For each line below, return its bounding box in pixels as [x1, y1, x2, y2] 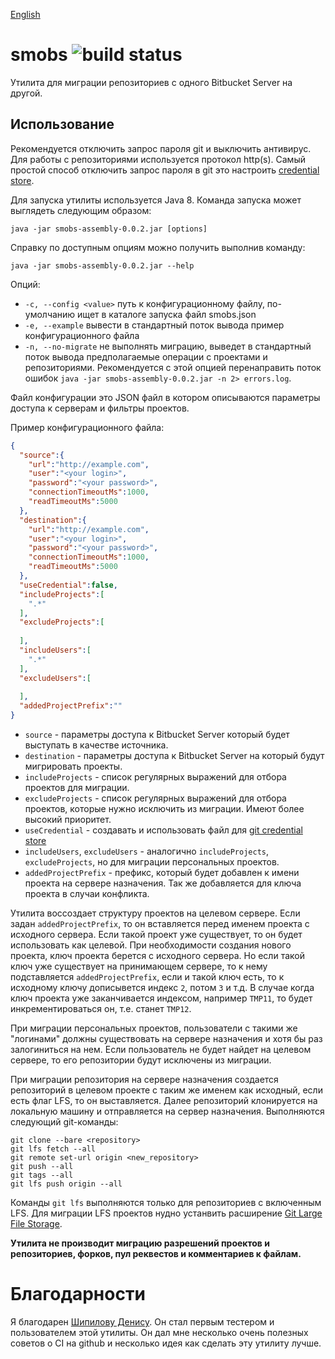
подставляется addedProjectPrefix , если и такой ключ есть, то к [10, 971, 285, 983]
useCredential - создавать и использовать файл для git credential [24, 824, 303, 836]
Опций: [10, 278, 41, 290]
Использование [10, 116, 115, 133]
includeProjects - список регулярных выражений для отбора [24, 771, 287, 783]
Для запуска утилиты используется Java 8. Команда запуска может [10, 194, 302, 206]
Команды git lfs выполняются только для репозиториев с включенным [10, 1197, 322, 1208]
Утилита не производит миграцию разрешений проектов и [10, 1237, 270, 1249]
